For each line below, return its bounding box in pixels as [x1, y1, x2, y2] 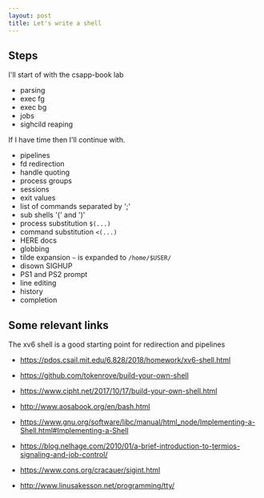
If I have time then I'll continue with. [8, 135, 126, 145]
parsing [19, 86, 46, 95]
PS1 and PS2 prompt [19, 270, 88, 279]
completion [19, 295, 58, 305]
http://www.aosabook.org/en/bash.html [19, 402, 150, 412]
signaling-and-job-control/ [19, 450, 108, 460]
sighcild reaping [19, 119, 74, 129]
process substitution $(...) [19, 219, 111, 228]
